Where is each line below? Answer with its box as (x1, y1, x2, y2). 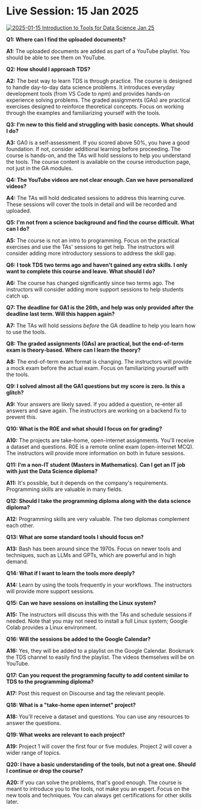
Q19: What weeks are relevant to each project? (6, 731, 125, 738)
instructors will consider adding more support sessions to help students (6, 285, 184, 293)
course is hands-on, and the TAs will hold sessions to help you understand (6, 152, 191, 159)
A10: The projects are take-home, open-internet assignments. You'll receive (6, 437, 194, 444)
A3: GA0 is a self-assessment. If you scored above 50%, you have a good (6, 139, 190, 146)
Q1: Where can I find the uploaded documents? (6, 36, 126, 43)
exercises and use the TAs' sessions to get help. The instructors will (6, 243, 174, 251)
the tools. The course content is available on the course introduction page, (6, 158, 191, 165)
